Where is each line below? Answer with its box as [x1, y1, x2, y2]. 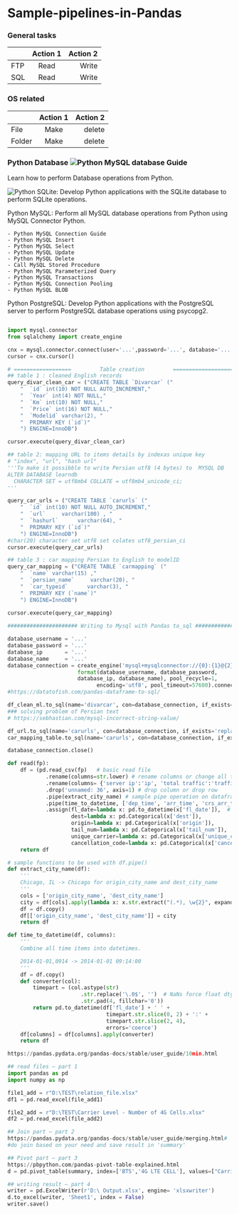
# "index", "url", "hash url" [7, 458, 97, 465]
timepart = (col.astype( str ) [33, 984, 119, 991]
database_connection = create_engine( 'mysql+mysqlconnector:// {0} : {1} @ [7, 662, 224, 669]
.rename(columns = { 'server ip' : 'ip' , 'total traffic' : [45, 779, 212, 786]
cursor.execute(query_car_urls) [7, 544, 103, 551]
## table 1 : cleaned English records [7, 373, 122, 380]
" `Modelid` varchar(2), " [20, 412, 103, 419]
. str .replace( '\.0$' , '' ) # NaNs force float [80, 991, 221, 998]
